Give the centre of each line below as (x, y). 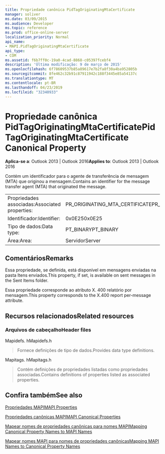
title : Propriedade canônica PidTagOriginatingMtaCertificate (70, 10)
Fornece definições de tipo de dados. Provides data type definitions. (86, 350)
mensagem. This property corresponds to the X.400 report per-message (78, 295)
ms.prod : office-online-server (37, 32)
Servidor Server (83, 241)
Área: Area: (20, 241)
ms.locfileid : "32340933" (31, 92)
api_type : (15, 51)
